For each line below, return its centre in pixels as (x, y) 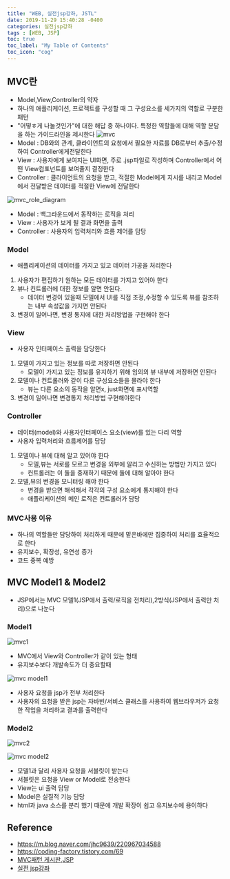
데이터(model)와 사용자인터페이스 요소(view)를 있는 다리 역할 (100, 432)
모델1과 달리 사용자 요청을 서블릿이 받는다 (73, 771)
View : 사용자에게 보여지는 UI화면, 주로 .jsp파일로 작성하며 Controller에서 (116, 160)
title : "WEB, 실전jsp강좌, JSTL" (52, 13)
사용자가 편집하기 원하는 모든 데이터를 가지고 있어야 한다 (93, 279)
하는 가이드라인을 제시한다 (60, 134)
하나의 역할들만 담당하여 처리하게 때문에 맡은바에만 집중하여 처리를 (106, 534)
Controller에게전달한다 (61, 151)
